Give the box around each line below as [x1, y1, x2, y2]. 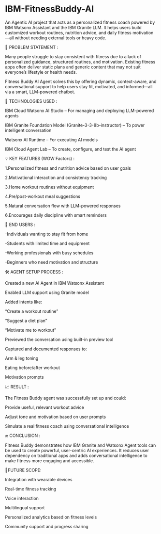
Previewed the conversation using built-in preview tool [5, 336, 114, 342]
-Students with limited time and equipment [5, 240, 90, 246]
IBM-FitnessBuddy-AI [5, 3, 94, 15]
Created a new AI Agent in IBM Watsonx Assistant [5, 280, 104, 286]
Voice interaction [5, 495, 39, 501]
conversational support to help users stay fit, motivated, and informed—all [5, 83, 153, 89]
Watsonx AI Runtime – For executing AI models [5, 137, 98, 143]
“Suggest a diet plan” [5, 318, 47, 324]
